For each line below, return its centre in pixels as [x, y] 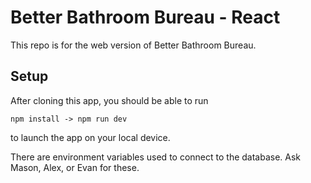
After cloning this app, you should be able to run [109, 100]
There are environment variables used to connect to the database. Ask [156, 157]
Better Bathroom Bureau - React [145, 17]
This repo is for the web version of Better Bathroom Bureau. [133, 45]
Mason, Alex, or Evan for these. [75, 167]
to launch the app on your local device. [90, 137]
